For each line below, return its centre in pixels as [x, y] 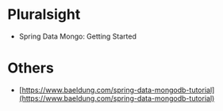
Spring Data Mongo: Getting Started [77, 36]
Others [31, 68]
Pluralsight [44, 15]
